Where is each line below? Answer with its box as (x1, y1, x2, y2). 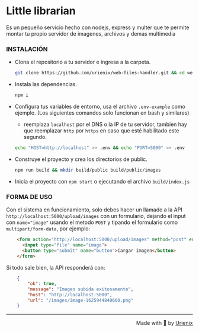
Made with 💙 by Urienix (136, 319, 193, 326)
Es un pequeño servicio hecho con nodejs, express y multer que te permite (6, 24, 190, 31)
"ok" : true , (27, 281, 57, 287)
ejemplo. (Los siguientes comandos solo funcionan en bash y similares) (14, 109, 190, 116)
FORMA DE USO (6, 192, 53, 201)
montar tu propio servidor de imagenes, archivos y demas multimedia (6, 30, 176, 37)
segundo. (23, 133, 47, 140)
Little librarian (6, 4, 76, 18)
